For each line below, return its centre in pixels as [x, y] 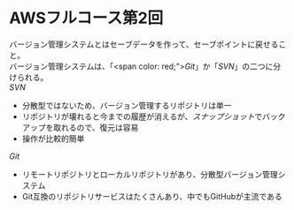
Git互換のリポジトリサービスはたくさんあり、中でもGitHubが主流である [152, 196]
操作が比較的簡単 [53, 139]
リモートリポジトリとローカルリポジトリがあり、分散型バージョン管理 [150, 174]
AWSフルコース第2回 [86, 18]
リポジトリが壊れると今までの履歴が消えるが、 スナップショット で [142, 116]
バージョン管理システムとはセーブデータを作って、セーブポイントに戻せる [144, 44]
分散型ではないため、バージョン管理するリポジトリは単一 [127, 105]
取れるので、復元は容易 [96, 127]
